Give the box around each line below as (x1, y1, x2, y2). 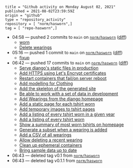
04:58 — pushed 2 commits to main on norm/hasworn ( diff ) (12, 34, 127, 40)
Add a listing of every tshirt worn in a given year (19, 111, 115, 117)
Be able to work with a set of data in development (19, 91, 118, 96)
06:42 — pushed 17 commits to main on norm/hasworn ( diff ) (12, 60, 129, 65)
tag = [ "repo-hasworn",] (5, 26, 57, 31)
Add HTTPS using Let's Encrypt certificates (19, 70, 106, 76)
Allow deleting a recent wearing (19, 137, 83, 143)
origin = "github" (5, 13, 42, 18)
